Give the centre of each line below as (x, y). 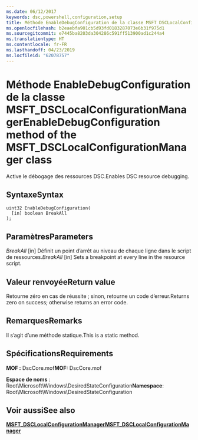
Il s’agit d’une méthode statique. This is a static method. (73, 335)
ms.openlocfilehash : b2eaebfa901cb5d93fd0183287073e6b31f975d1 (85, 28)
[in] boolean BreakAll (39, 214)
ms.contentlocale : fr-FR (37, 45)
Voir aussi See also (41, 411)
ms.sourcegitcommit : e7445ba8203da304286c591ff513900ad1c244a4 (85, 34)
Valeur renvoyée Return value (61, 282)
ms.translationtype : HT (35, 39)
